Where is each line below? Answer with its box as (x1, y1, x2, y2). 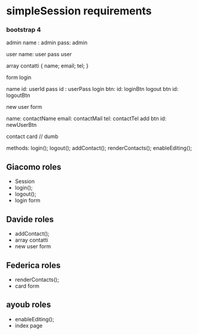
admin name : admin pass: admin (6, 39, 88, 46)
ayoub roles (6, 300, 51, 310)
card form (14, 282, 40, 290)
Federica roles (6, 260, 61, 270)
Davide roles (6, 214, 54, 224)
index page (14, 322, 43, 329)
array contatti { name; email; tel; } (6, 62, 89, 69)
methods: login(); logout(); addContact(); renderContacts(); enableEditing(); (6, 145, 193, 152)
